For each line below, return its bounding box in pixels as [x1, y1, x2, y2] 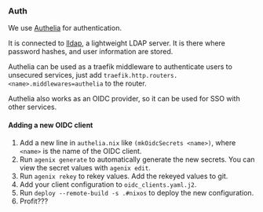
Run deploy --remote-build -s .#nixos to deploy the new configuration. [19, 188, 254, 197]
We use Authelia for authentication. [8, 24, 122, 33]
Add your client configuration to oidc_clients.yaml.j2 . [19, 179, 197, 189]
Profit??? [19, 196, 49, 206]
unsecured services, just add [8, 71, 102, 80]
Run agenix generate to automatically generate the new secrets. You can [19, 155, 255, 164]
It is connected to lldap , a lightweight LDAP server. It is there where [8, 38, 226, 48]
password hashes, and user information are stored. [8, 47, 174, 57]
